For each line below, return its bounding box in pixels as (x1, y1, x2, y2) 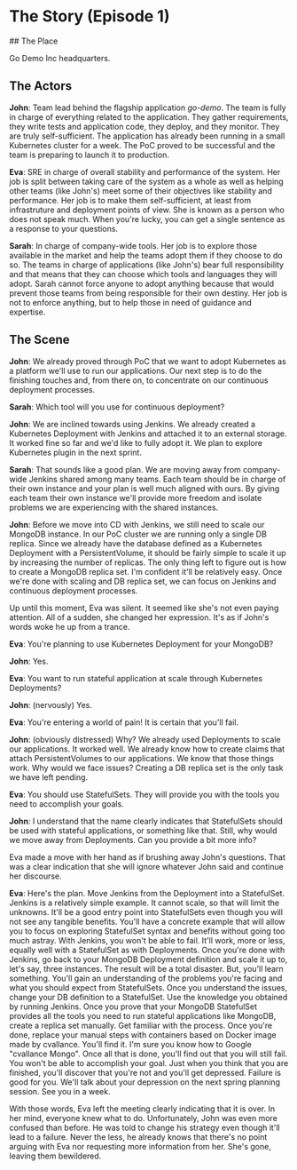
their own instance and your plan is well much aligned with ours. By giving (9, 482, 280, 494)
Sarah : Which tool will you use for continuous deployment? (9, 402, 225, 412)
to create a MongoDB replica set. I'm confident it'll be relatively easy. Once (9, 566, 283, 577)
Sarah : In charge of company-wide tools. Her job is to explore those (9, 240, 257, 251)
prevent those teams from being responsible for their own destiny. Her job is (9, 287, 288, 298)
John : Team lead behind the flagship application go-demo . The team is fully (9, 102, 286, 113)
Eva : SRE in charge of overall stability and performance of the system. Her (9, 166, 281, 177)
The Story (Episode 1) (9, 6, 170, 27)
